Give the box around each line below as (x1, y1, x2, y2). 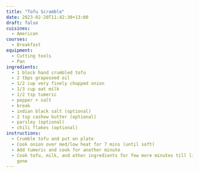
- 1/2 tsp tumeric (11, 92, 57, 97)
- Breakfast (11, 42, 41, 48)
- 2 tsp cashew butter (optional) (11, 114, 97, 119)
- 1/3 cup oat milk (11, 86, 60, 92)
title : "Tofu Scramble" (6, 8, 65, 15)
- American (11, 31, 38, 37)
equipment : (6, 48, 33, 54)
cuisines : (6, 25, 31, 32)
